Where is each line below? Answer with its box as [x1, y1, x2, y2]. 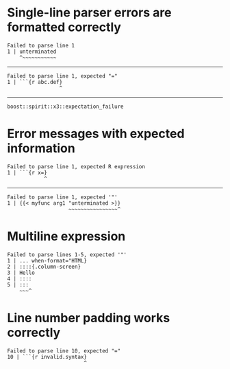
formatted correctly [7, 19, 122, 35]
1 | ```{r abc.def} [7, 78, 63, 85]
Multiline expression [7, 229, 126, 245]
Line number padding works [7, 311, 170, 326]
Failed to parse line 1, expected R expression [7, 163, 146, 170]
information [7, 141, 75, 156]
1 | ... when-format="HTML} [7, 257, 88, 264]
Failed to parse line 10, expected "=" [7, 347, 121, 355]
